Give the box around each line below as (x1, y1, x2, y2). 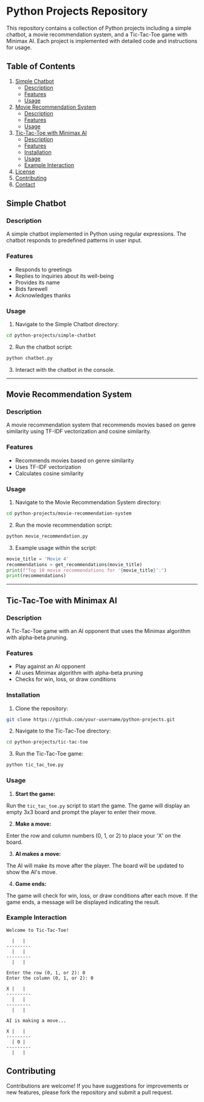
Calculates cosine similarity (15, 470, 84, 477)
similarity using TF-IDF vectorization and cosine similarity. (6, 428, 152, 435)
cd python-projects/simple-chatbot (6, 332, 97, 338)
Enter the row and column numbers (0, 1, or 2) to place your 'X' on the (6, 832, 181, 839)
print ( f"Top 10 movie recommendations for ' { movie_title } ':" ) (6, 567, 167, 573)
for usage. (6, 44, 32, 51)
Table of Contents (6, 61, 76, 72)
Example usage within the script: (15, 544, 97, 551)
